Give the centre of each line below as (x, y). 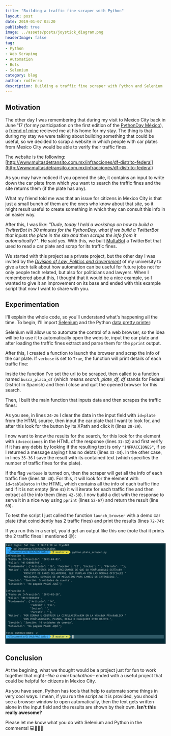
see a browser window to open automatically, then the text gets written (80, 702)
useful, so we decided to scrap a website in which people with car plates (81, 141)
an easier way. (20, 214)
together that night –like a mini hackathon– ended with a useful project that (84, 676)
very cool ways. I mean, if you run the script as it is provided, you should (81, 696)
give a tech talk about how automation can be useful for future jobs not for (83, 267)
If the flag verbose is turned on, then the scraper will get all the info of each (84, 473)
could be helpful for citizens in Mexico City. (51, 681)
